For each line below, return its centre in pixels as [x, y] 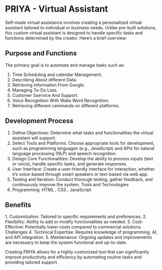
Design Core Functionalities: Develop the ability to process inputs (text [82, 158]
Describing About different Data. [45, 79]
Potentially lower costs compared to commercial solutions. [83, 227]
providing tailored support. [32, 262]
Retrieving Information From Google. [48, 85]
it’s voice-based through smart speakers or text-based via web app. [80, 174]
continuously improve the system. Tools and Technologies [70, 184]
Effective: [15, 227]
